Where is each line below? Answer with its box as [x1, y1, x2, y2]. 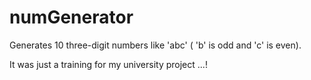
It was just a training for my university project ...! [9, 58, 208, 70]
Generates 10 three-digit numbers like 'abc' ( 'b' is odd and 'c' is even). [9, 39, 302, 51]
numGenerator [9, 6, 134, 29]
